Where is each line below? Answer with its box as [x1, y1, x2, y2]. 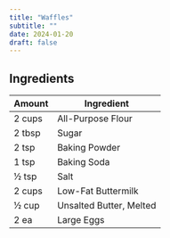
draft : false [9, 37, 58, 47]
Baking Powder [57, 142, 121, 154]
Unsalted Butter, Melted [57, 200, 157, 212]
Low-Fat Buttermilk [57, 185, 139, 197]
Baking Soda [57, 156, 110, 168]
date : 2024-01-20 [9, 29, 74, 38]
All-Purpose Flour [57, 112, 134, 125]
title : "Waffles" [9, 12, 74, 22]
